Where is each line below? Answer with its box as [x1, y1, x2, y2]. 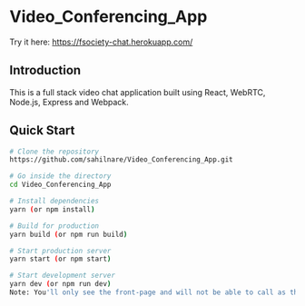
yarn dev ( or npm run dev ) [9, 280, 112, 289]
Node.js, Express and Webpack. [9, 96, 129, 107]
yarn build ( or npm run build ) [9, 230, 128, 239]
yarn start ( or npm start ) [9, 254, 112, 264]
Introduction [9, 63, 82, 78]
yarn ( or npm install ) [9, 204, 95, 214]
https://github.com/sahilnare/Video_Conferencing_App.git [9, 155, 233, 164]
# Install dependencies [9, 197, 100, 206]
